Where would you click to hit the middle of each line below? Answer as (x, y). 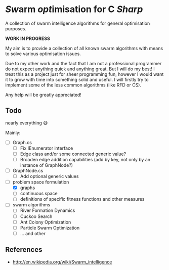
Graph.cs (22, 142)
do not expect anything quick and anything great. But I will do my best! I (80, 69)
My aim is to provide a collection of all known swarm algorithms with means (84, 48)
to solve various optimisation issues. (43, 54)
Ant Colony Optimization (46, 222)
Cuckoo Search (36, 216)
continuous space (39, 194)
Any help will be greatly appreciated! (44, 95)
